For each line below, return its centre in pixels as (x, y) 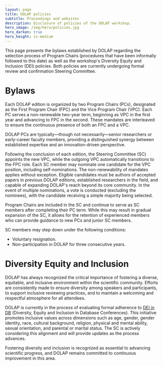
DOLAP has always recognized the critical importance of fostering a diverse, (82, 277)
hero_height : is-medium (29, 37)
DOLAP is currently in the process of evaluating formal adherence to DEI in (80, 307)
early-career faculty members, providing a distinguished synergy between (80, 139)
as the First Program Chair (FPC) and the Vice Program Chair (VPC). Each (79, 109)
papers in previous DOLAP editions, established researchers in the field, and (81, 180)
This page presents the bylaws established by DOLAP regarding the (73, 50)
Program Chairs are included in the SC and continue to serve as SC (72, 205)
